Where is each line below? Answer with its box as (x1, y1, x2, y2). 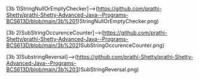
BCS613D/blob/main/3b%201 (6, 18, 78, 24)
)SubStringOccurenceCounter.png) (78, 42, 165, 49)
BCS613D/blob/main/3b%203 (6, 66, 79, 73)
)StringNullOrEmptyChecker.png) (77, 18, 160, 24)
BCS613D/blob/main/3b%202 (6, 42, 79, 49)
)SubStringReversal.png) (78, 66, 139, 73)
